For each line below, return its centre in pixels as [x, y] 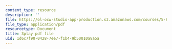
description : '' [23, 15]
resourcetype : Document [31, 29]
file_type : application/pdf [35, 24]
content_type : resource [31, 10]
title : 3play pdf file [29, 34]
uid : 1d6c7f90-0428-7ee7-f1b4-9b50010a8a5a [52, 39]
